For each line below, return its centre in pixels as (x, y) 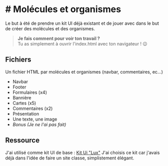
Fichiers (18, 60)
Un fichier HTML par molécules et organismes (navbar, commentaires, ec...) (84, 72)
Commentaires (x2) (33, 108)
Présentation (26, 114)
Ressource (22, 141)
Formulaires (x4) (30, 92)
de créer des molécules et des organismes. (50, 28)
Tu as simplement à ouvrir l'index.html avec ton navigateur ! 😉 (82, 43)
